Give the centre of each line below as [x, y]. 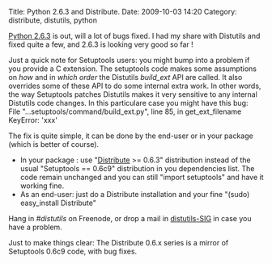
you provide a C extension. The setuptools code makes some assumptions [133, 69]
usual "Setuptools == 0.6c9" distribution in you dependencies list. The [137, 168]
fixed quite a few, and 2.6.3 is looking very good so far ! [101, 44]
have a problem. [35, 227]
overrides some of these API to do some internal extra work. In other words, [135, 86]
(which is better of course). [54, 144]
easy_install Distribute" [58, 203]
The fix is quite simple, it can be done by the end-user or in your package [131, 136]
